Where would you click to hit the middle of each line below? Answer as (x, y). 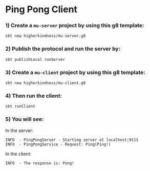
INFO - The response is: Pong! (40, 163)
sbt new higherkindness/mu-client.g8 (46, 83)
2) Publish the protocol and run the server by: (63, 49)
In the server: (19, 130)
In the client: (18, 154)
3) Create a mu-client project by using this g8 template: (75, 72)
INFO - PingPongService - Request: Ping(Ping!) (58, 144)
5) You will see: (25, 119)
